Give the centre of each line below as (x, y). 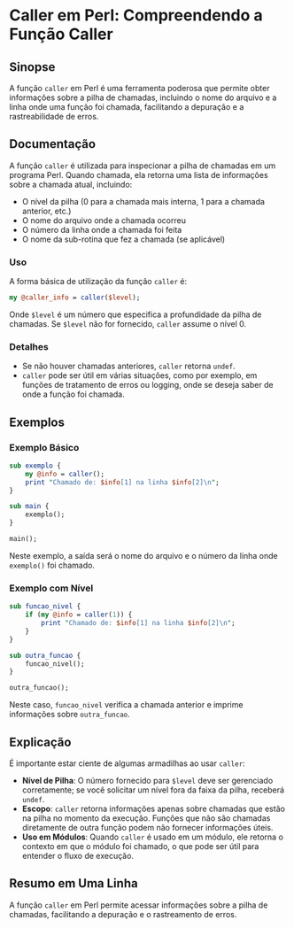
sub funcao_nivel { (45, 607)
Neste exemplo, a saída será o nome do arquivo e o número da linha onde (144, 555)
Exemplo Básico (44, 447)
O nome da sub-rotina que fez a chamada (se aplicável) (124, 239)
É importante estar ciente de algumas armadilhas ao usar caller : (127, 763)
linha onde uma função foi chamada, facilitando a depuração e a (127, 107)
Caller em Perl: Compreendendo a (136, 15)
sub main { (29, 507)
